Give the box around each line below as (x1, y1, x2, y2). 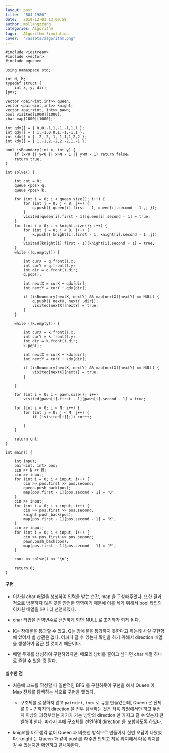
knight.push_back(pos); (23, 512, 73, 517)
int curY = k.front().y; (23, 334, 76, 339)
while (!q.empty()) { (14, 249, 60, 255)
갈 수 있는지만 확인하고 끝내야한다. (12, 742, 80, 748)
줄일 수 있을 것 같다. (18, 657, 57, 664)
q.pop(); (23, 272, 42, 277)
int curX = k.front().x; (23, 330, 76, 335)
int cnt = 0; (14, 178, 42, 183)
